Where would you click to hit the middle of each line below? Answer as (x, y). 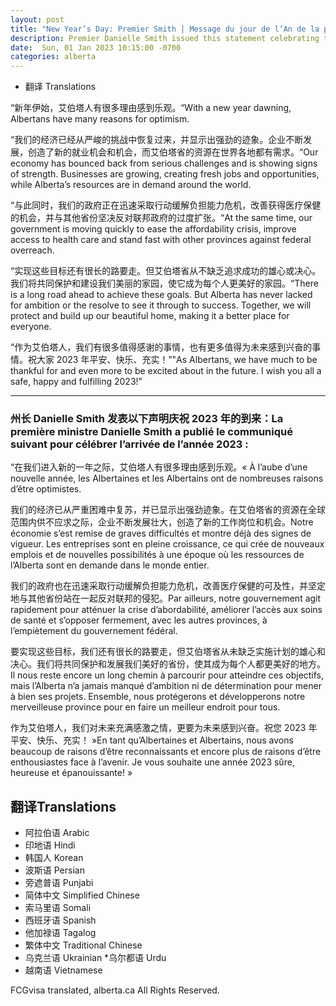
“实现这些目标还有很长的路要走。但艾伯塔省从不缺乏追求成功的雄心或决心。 (166, 271)
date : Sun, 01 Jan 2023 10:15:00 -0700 (96, 47)
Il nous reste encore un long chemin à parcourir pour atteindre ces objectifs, (167, 675)
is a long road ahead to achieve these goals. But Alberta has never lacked (161, 295)
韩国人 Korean (54, 858)
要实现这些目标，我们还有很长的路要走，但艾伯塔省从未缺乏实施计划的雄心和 (168, 652)
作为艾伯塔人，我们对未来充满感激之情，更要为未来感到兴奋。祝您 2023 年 (164, 728)
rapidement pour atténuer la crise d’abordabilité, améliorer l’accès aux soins (166, 610)
